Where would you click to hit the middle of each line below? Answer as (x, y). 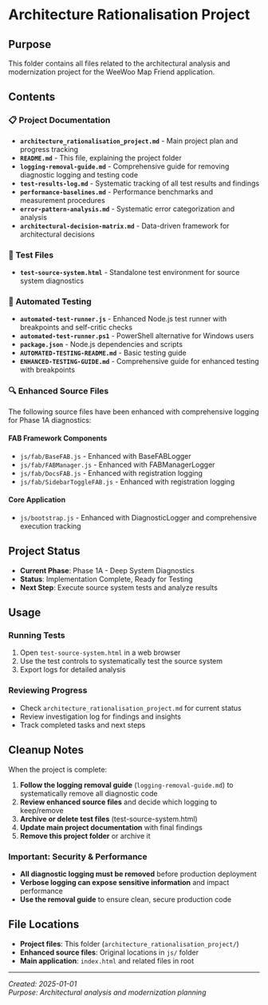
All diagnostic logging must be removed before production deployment (138, 874)
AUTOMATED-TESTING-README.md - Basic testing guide (103, 353)
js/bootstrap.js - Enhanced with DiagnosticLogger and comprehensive (138, 517)
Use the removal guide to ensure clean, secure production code (126, 899)
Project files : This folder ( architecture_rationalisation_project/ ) (129, 943)
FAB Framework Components (58, 438)
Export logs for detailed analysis (73, 670)
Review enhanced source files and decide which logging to (118, 802)
